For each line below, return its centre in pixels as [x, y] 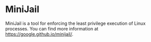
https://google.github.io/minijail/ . [39, 34]
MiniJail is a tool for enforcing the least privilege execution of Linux [75, 23]
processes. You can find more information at [52, 28]
